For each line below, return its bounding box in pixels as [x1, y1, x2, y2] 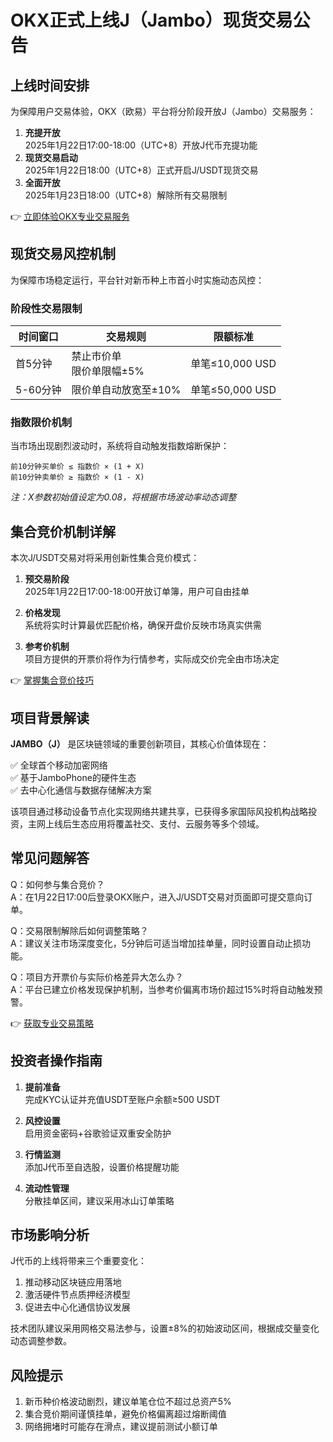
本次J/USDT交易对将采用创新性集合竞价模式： [10, 552, 200, 564]
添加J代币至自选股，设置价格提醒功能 [24, 1161, 180, 1173]
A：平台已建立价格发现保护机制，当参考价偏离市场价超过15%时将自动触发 [10, 983, 315, 995]
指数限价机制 [10, 416, 73, 430]
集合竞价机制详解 [10, 523, 116, 540]
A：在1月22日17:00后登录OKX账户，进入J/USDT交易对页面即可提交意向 [10, 891, 305, 903]
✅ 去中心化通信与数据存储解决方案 [10, 784, 152, 796]
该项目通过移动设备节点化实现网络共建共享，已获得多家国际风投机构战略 [10, 806, 308, 818]
